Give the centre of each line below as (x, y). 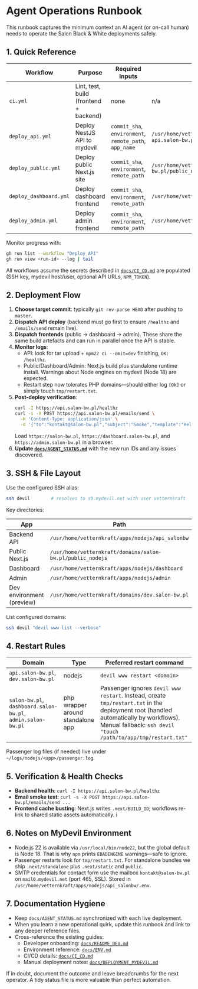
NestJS (85, 132)
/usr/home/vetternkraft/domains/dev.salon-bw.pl (119, 595)
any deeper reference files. (47, 930)
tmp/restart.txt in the (131, 703)
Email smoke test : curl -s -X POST (57, 797)
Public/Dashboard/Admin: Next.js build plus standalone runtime (100, 366)
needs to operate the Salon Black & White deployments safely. (82, 33)
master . (23, 316)
